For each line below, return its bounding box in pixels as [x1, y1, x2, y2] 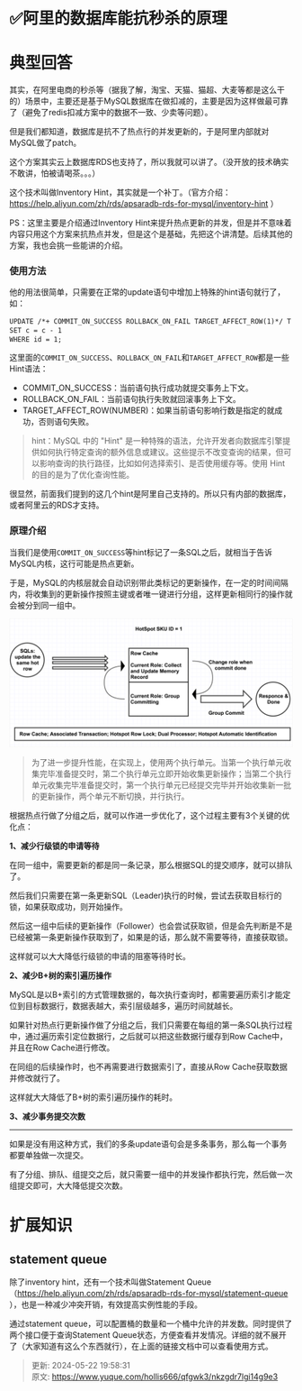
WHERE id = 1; [9, 335, 63, 344]
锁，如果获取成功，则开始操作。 [9, 901, 128, 912]
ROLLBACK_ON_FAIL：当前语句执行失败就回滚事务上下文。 [22, 394, 241, 405]
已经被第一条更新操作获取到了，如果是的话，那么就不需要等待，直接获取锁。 [9, 932, 293, 943]
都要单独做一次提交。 [9, 1150, 88, 1161]
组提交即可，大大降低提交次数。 [9, 1180, 128, 1191]
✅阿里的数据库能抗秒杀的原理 [9, 8, 227, 29]
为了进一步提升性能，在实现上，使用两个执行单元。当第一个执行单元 [31, 757, 284, 768]
